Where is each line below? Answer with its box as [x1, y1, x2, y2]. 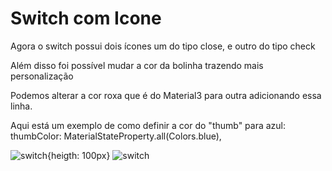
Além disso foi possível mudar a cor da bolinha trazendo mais [10, 59, 264, 71]
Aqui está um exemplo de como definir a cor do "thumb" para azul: [10, 119, 287, 131]
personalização [10, 70, 74, 82]
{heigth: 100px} [46, 149, 111, 161]
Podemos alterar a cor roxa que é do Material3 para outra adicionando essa [10, 89, 322, 101]
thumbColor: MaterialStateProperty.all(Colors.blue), [10, 130, 222, 142]
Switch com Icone [10, 7, 162, 30]
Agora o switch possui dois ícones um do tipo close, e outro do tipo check [10, 40, 316, 52]
